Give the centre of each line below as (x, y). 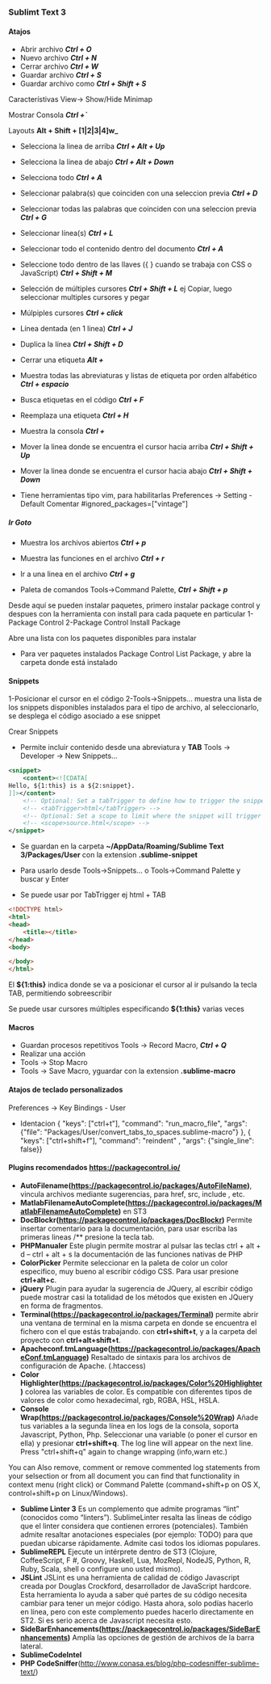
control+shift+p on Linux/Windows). (68, 1492)
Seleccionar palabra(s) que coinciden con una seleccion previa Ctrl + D (139, 193)
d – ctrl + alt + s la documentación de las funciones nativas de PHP (131, 1254)
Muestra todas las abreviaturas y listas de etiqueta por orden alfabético (138, 376)
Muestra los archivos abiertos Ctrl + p (83, 543)
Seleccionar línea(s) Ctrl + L (67, 234)
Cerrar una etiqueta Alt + (62, 360)
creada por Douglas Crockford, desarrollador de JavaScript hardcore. (135, 1585)
